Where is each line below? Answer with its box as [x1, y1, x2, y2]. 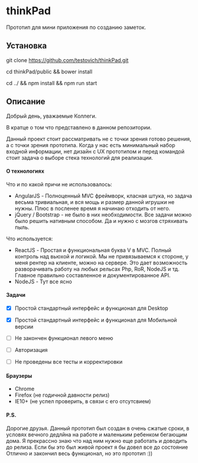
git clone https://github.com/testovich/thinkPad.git [6, 56, 129, 63]
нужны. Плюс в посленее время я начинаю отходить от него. [14, 205, 170, 212]
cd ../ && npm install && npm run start [6, 79, 98, 86]
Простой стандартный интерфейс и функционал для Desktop [14, 305, 168, 312]
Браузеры [6, 372, 33, 379]
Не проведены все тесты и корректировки [14, 358, 123, 365]
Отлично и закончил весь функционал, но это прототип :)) [6, 449, 152, 456]
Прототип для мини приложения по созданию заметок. [6, 24, 147, 31]
